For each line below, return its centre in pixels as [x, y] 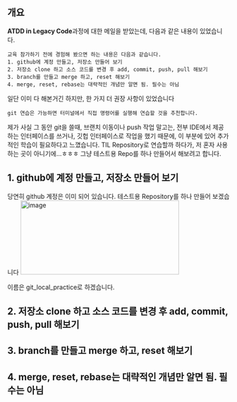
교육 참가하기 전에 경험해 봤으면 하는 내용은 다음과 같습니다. [84, 54]
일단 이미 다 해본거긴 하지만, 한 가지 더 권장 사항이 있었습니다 [91, 98]
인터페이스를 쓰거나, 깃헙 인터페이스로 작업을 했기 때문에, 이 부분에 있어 [118, 135]
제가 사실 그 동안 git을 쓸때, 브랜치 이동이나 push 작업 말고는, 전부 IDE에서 [109, 127]
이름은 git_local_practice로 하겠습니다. [61, 287]
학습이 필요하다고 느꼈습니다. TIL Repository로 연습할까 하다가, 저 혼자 [117, 145]
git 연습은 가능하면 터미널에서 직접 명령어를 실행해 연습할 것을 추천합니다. [103, 113]
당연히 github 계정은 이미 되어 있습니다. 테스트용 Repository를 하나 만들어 [109, 196]
